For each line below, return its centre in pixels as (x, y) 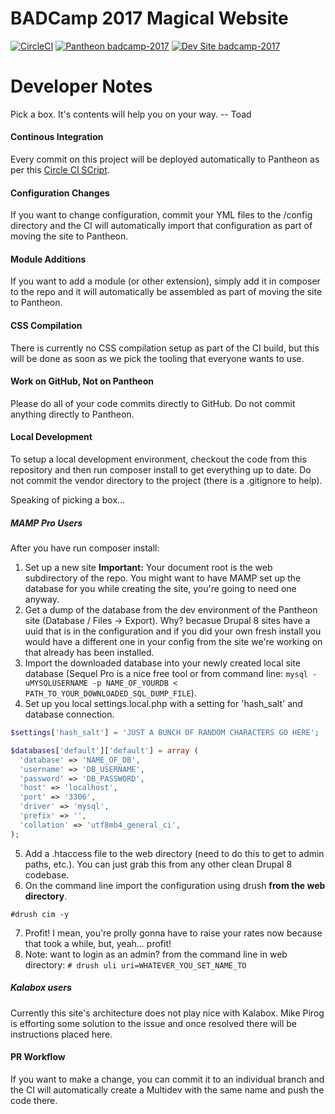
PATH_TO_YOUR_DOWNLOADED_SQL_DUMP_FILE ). (110, 693)
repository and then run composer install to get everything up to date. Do (161, 470)
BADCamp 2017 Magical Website (149, 18)
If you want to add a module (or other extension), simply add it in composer (165, 281)
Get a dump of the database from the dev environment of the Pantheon (171, 610)
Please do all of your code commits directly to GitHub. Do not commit (153, 403)
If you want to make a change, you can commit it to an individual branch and (167, 1079)
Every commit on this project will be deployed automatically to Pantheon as (165, 159)
